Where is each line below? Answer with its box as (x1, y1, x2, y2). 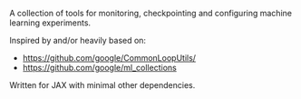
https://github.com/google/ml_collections (22, 63, 177, 73)
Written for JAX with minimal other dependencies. (9, 80, 196, 90)
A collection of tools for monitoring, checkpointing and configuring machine (9, 8, 293, 18)
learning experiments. (9, 17, 92, 28)
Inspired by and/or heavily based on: (9, 35, 147, 45)
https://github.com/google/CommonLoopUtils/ (22, 53, 197, 63)
